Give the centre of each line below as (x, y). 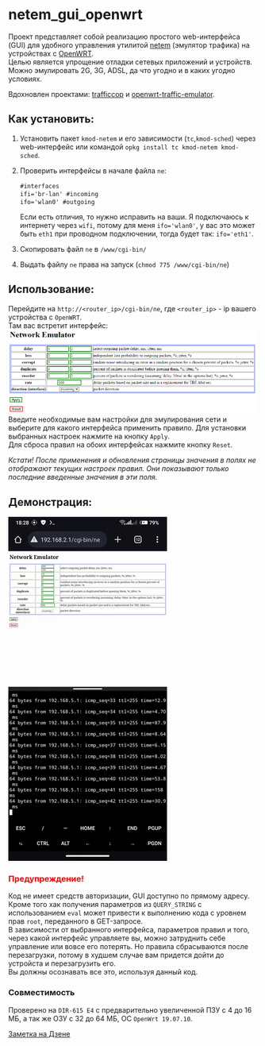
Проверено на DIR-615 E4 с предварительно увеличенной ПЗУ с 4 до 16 (130, 1009)
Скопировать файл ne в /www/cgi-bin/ (83, 249)
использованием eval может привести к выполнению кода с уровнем (127, 913)
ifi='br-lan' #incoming (59, 194)
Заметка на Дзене (39, 1033)
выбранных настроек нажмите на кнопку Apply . (89, 436)
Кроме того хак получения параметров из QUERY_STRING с (105, 905)
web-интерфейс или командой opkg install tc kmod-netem (119, 147)
